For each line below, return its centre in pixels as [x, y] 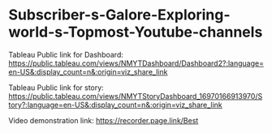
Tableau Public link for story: [56, 88]
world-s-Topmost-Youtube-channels [136, 32]
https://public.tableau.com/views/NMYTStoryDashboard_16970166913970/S [136, 96]
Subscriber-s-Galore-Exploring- [119, 15]
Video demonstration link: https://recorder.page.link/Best [104, 120]
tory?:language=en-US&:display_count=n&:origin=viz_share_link [116, 105]
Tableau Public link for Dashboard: [66, 54]
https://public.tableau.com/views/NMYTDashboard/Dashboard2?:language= [136, 63]
